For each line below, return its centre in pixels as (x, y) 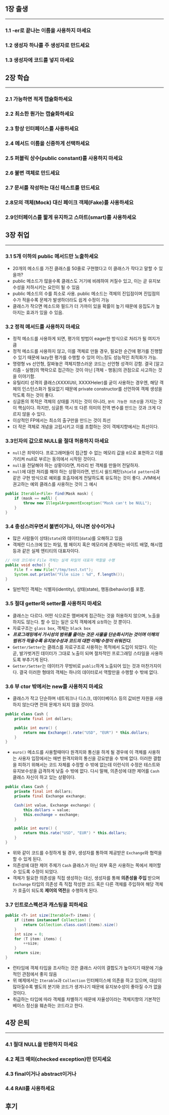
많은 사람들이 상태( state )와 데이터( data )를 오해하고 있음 (68, 538)
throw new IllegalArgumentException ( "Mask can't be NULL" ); (88, 503)
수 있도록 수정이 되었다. (35, 871)
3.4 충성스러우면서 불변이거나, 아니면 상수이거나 (60, 526)
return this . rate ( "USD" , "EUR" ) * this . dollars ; (75, 833)
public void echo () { (28, 565)
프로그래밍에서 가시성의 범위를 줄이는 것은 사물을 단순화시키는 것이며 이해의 (86, 634)
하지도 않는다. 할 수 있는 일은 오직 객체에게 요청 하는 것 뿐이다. (72, 622)
